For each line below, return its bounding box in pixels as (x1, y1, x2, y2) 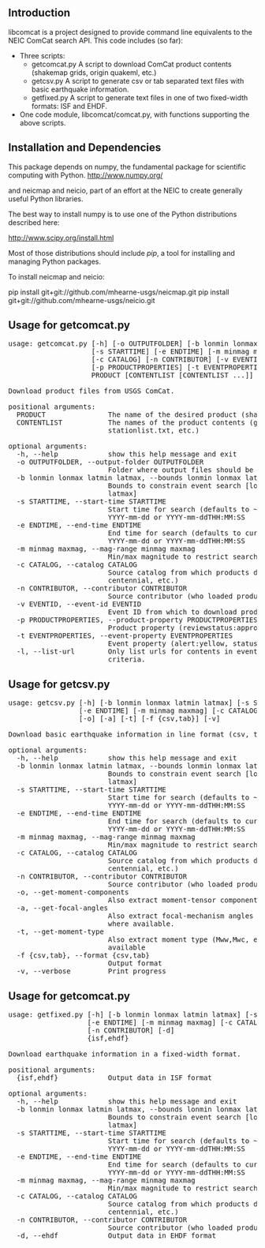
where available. (107, 920, 175, 928)
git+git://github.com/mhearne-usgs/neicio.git (8, 295, 155, 305)
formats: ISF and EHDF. (31, 101, 108, 111)
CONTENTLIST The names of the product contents (16, 418, 246, 427)
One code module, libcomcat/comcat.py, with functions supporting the (19, 110, 250, 119)
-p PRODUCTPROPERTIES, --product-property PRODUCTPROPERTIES (16, 616, 258, 624)
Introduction (8, 6, 71, 20)
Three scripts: (19, 51, 65, 60)
